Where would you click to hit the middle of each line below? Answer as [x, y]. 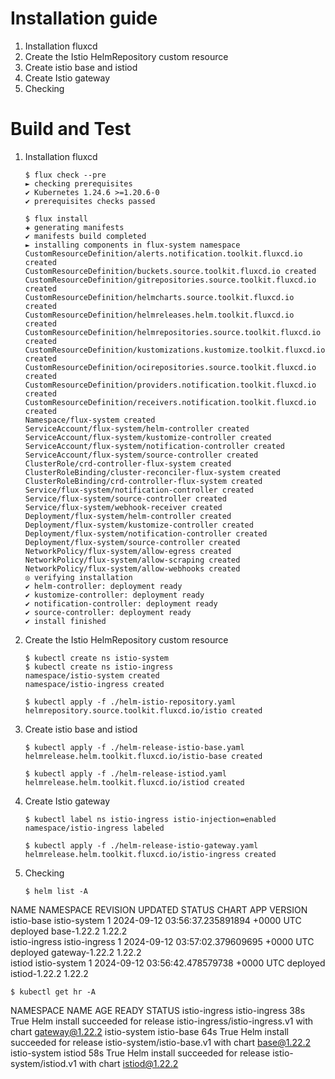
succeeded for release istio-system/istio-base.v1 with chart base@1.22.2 [161, 1042]
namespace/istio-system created [92, 675]
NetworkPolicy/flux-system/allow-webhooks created [132, 568]
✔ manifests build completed [85, 236]
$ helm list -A [56, 891]
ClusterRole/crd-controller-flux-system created [128, 463]
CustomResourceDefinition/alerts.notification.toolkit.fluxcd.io [163, 253]
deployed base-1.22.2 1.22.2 [69, 931]
